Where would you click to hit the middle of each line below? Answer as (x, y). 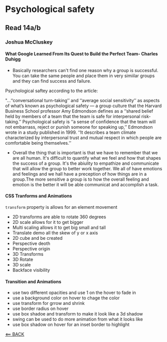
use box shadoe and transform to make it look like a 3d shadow (78, 314)
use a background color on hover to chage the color (66, 298)
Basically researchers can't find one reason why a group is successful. (85, 70)
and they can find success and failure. (52, 81)
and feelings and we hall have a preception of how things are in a (79, 174)
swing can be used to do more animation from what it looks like (78, 319)
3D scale (21, 264)
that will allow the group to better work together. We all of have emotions (87, 168)
